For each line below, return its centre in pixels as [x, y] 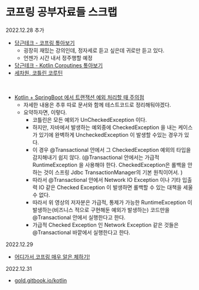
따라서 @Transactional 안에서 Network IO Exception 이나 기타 [106, 180]
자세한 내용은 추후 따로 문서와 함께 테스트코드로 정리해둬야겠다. [97, 104]
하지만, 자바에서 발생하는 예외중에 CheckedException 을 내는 [104, 127]
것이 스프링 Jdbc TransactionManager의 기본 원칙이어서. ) [113, 172]
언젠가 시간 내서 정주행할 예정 [58, 58]
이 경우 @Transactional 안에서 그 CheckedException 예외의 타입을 [112, 150]
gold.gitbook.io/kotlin [41, 280]
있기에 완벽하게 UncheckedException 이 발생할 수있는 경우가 [111, 134]
